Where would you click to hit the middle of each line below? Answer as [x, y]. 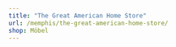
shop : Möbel [28, 30]
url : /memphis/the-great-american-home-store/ [88, 23]
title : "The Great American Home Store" [78, 16]
